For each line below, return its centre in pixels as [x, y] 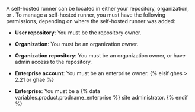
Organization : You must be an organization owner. [76, 44]
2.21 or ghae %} [34, 80]
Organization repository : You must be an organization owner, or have [100, 55]
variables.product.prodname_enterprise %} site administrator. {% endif [101, 97]
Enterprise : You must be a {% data [57, 91]
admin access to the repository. [53, 62]
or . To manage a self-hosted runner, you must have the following [86, 15]
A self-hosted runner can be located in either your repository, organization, [98, 9]
